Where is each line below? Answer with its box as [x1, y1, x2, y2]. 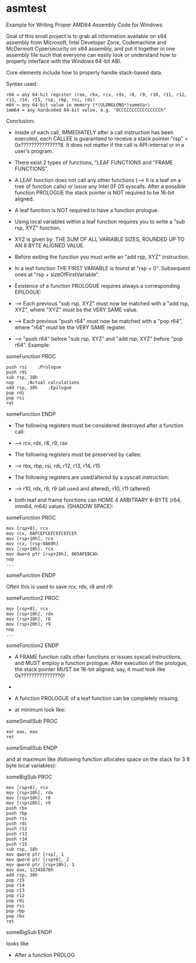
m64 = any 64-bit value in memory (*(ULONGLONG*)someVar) [6, 102, 150, 108]
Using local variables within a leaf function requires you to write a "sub [14, 218, 185, 225]
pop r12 [6, 892, 25, 898]
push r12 [6, 826, 27, 831]
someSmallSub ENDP [6, 744, 57, 751]
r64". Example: [14, 341, 51, 348]
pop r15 [6, 877, 25, 883]
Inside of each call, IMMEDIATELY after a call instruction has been [14, 129, 174, 136]
